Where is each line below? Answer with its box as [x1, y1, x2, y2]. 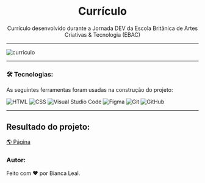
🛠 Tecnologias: [6, 70, 54, 78]
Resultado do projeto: [6, 121, 90, 132]
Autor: [6, 155, 26, 164]
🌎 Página [6, 138, 31, 146]
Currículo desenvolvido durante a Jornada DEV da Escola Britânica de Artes [7, 24, 198, 32]
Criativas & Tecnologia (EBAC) [64, 31, 141, 38]
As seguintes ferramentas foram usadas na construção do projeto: [6, 86, 173, 94]
